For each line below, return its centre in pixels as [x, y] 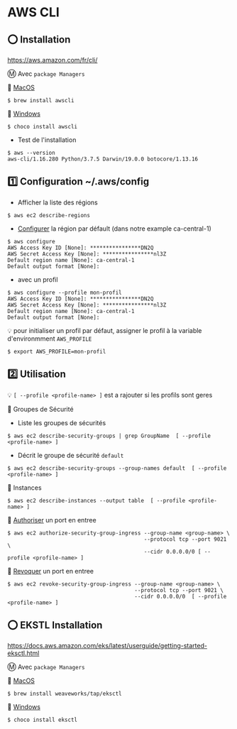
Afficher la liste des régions [57, 202]
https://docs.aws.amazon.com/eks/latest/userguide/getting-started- [108, 646]
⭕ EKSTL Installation [55, 625]
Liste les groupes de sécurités [62, 422]
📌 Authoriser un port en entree [52, 520]
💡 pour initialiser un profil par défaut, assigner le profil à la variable [105, 330]
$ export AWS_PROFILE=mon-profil [57, 351]
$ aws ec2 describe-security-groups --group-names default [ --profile [117, 468]
